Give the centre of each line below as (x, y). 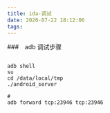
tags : (15, 26)
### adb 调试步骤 (35, 47)
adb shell (21, 67)
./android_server (32, 85)
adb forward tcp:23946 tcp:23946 (55, 103)
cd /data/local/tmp (35, 78)
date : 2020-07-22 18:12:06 (46, 20)
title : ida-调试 (29, 14)
